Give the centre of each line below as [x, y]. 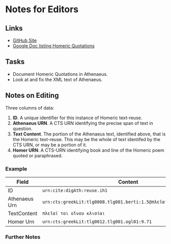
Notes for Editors [42, 9]
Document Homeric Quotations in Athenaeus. [60, 74]
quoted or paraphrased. [37, 155]
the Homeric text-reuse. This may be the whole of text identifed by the [86, 139]
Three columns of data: [30, 107]
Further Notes [23, 237]
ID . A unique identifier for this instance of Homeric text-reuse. [77, 118]
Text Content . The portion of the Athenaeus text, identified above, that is [89, 134]
